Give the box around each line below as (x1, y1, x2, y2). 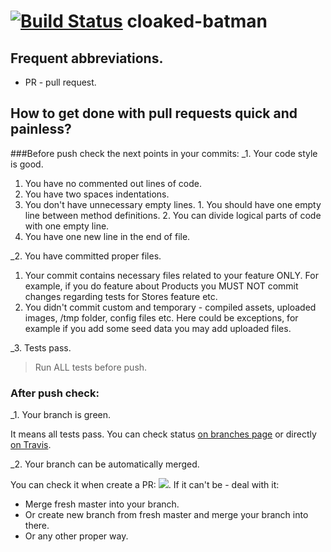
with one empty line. (24, 220, 110, 232)
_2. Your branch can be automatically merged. (10, 458, 200, 470)
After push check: (10, 386, 100, 400)
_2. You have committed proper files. (10, 250, 162, 262)
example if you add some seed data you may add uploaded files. (24, 322, 292, 334)
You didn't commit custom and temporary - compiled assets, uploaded (24, 301, 317, 313)
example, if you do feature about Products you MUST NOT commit (24, 280, 299, 292)
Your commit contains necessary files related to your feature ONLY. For (24, 269, 319, 281)
